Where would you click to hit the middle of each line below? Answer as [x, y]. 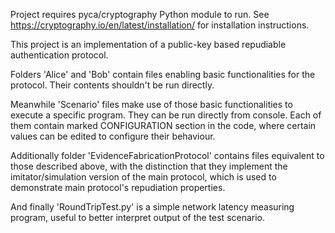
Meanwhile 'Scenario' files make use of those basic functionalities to [151, 104]
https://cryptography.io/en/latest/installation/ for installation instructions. [160, 25]
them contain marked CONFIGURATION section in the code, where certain [163, 125]
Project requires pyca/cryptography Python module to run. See [140, 14]
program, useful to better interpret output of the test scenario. [138, 217]
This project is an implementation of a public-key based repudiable [148, 44]
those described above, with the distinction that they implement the [149, 166]
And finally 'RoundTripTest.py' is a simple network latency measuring [152, 207]
